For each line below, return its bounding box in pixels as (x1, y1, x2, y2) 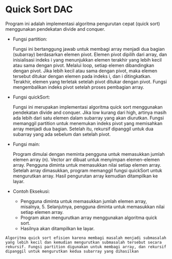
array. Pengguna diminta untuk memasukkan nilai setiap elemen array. (12, 162, 162, 168)
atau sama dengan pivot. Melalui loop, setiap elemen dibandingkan (12, 62, 155, 68)
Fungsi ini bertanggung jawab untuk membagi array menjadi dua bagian (12, 46, 165, 52)
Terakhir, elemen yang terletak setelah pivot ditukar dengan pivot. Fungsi (12, 78, 167, 85)
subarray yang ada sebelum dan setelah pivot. (12, 131, 111, 137)
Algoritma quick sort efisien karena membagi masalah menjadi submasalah (5, 235, 167, 241)
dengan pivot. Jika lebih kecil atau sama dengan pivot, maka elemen (12, 68, 158, 74)
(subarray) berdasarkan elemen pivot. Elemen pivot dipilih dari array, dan (12, 51, 167, 57)
